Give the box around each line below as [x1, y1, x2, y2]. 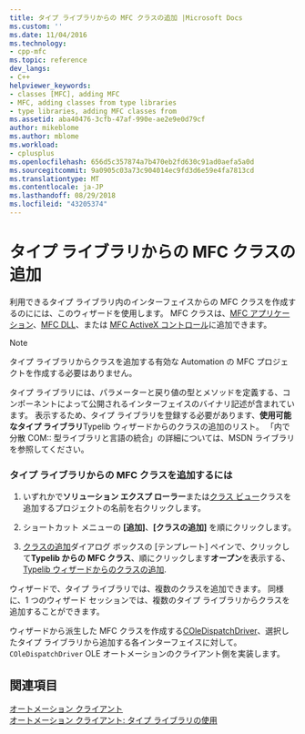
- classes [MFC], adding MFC [9, 89, 120, 98]
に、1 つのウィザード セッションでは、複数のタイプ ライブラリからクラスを [9, 595, 290, 606]
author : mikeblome [9, 124, 79, 133]
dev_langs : [9, 65, 51, 74]
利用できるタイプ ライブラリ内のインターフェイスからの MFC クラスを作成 [9, 296, 289, 307]
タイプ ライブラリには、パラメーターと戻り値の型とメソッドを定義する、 [9, 386, 283, 397]
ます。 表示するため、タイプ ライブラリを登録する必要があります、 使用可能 [9, 409, 292, 420]
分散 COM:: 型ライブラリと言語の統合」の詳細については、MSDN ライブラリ [9, 432, 296, 443]
